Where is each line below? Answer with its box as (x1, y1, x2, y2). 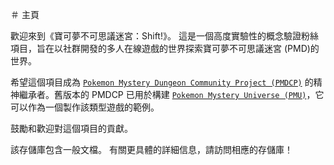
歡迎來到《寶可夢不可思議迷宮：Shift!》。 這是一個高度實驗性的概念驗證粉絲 (10, 30, 319, 42)
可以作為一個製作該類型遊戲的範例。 (10, 101, 160, 113)
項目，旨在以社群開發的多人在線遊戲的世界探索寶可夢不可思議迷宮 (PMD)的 (10, 43, 320, 54)
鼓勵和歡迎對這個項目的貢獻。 (10, 123, 133, 134)
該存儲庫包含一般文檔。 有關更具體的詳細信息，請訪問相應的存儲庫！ (10, 144, 293, 155)
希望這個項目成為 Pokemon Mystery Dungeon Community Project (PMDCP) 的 (10, 76, 314, 88)
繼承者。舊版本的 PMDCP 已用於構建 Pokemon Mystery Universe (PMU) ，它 (18, 89, 325, 100)
